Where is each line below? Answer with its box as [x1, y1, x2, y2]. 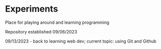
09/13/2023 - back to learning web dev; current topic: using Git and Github [5, 38, 157, 44]
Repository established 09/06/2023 [5, 29, 78, 34]
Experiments [5, 3, 58, 15]
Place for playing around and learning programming [5, 19, 109, 25]
